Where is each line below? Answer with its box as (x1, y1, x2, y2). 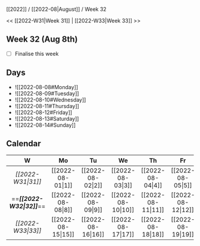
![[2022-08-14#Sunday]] (14, 121, 76, 128)
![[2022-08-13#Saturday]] (14, 115, 79, 122)
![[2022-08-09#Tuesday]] (14, 90, 79, 97)
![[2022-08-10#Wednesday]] (14, 96, 86, 103)
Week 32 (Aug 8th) (6, 34, 78, 45)
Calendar (6, 138, 41, 149)
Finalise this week (14, 50, 59, 57)
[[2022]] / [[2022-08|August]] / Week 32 (6, 6, 107, 12)
